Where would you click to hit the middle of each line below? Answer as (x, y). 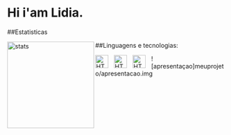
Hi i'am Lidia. (45, 13)
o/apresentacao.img (124, 73)
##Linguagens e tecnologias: (137, 45)
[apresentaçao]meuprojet (188, 66)
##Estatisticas (27, 32)
